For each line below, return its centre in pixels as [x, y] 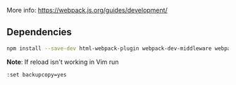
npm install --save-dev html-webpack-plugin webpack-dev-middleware [109, 48]
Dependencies [39, 32]
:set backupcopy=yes [37, 74]
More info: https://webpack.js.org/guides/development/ [87, 10]
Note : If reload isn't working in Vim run [63, 62]
